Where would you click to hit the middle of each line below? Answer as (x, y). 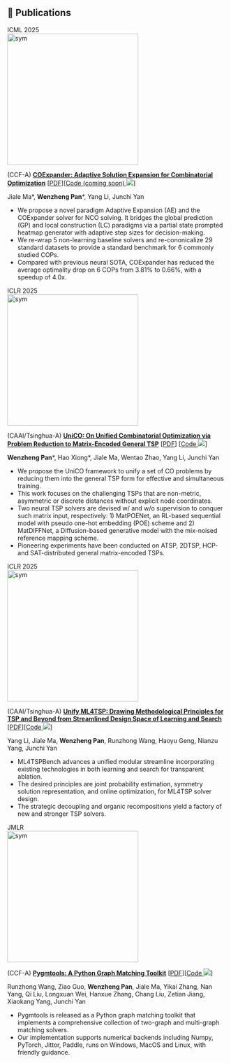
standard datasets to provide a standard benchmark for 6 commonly (115, 247)
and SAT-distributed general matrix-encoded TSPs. (91, 553)
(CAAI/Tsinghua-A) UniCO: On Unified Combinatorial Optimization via (109, 436)
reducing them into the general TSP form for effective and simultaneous (121, 478)
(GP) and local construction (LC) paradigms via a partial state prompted (120, 225)
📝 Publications (39, 13)
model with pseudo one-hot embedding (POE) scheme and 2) (106, 523)
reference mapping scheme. (58, 538)
